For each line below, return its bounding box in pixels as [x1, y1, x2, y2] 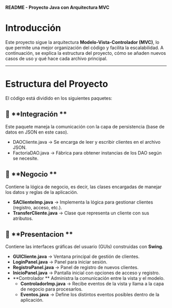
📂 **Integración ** [5, 110, 68, 119]
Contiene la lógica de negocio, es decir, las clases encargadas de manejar [5, 184, 162, 190]
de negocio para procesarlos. [20, 286, 83, 292]
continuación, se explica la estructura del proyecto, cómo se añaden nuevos [5, 50, 166, 56]
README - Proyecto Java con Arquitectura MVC [5, 5, 110, 10]
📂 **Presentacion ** [5, 230, 73, 238]
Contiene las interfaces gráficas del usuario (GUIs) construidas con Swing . [5, 244, 164, 250]
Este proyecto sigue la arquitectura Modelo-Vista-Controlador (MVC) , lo [5, 39, 160, 45]
